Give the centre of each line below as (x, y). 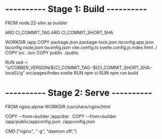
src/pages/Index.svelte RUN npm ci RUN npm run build (82, 72)
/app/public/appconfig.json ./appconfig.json (50, 121)
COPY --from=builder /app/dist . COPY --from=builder (61, 116)
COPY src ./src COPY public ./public (42, 53)
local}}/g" (15, 72)
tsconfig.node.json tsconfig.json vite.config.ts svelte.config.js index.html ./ (81, 47)
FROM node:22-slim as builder (36, 23)
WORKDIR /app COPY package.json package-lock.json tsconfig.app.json (80, 42)
